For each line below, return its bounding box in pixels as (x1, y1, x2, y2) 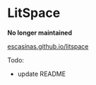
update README (17, 69, 66, 78)
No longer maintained (7, 28, 73, 37)
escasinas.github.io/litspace (7, 42, 89, 50)
